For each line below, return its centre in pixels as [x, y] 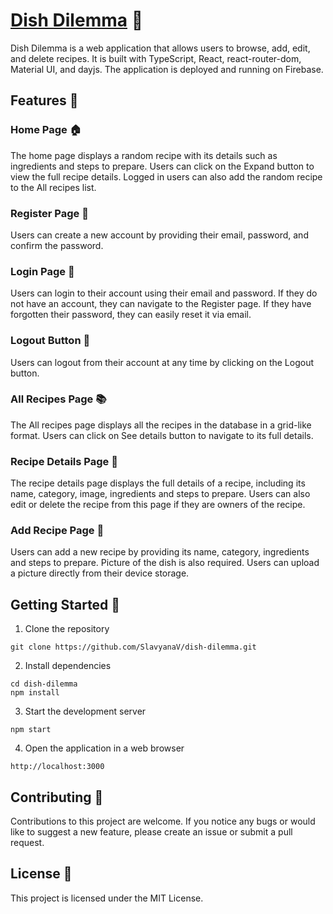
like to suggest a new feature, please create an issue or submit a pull [151, 832]
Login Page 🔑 [42, 271]
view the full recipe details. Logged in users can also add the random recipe [166, 176]
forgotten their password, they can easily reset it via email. [131, 315]
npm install [35, 693]
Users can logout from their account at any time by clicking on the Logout [162, 362]
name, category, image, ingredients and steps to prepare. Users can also [160, 494]
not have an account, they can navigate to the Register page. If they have [161, 304]
